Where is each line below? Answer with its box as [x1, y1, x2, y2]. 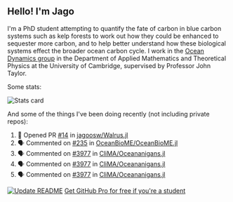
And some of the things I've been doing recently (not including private [7, 109, 210, 118]
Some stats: [7, 82, 42, 90]
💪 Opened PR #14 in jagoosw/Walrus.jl [17, 130, 128, 139]
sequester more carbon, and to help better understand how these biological [7, 39, 227, 48]
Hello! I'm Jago [7, 6, 75, 18]
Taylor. [7, 69, 27, 77]
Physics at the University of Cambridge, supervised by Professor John [7, 61, 211, 69]
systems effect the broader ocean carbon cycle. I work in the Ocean [7, 46, 205, 55]
